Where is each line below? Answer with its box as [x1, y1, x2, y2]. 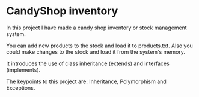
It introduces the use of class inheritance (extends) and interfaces [6, 60, 170, 67]
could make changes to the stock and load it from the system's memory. [6, 48, 185, 55]
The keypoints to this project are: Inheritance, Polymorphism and [6, 78, 167, 85]
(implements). [6, 66, 41, 73]
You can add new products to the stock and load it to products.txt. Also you [6, 42, 194, 49]
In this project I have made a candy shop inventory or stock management [6, 24, 188, 31]
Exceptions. [6, 84, 35, 91]
